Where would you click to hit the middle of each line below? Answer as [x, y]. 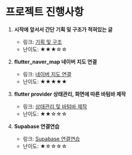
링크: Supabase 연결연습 [51, 139]
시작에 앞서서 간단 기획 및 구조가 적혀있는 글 [63, 29]
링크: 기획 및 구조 [42, 42]
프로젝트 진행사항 [45, 12]
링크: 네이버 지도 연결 [47, 74]
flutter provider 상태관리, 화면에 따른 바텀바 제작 [70, 94]
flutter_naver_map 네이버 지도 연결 [55, 62]
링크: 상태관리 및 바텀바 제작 [55, 106]
